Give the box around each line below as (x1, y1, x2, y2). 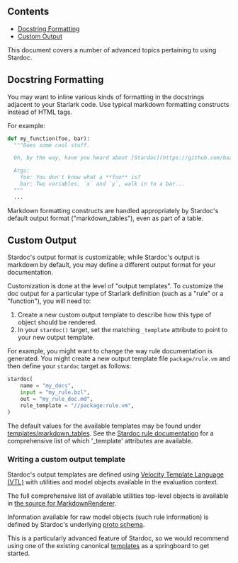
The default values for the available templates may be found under (7, 421, 202, 430)
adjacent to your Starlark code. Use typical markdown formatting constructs (7, 100, 229, 108)
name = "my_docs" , (20, 382, 74, 389)
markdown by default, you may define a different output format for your (7, 261, 216, 269)
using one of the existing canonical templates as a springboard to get (7, 541, 210, 550)
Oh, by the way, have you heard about (13, 154, 129, 161)
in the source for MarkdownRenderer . (7, 499, 117, 507)
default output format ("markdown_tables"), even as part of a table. (7, 214, 204, 222)
